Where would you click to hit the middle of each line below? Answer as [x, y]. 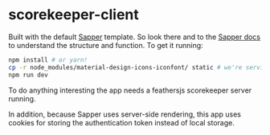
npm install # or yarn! [48, 60]
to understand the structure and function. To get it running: [106, 45]
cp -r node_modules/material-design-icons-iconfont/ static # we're [125, 67]
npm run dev [28, 75]
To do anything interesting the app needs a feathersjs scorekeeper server [130, 90]
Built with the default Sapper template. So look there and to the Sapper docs [135, 37]
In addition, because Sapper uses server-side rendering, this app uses [125, 114]
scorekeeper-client [74, 15]
